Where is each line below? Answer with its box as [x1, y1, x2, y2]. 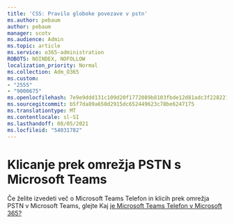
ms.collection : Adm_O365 [7, 68, 79, 75]
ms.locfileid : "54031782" [7, 127, 82, 134]
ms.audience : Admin [7, 36, 64, 43]
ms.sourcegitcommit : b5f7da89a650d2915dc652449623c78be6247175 [7, 101, 195, 108]
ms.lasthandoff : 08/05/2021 [7, 120, 89, 127]
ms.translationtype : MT [7, 107, 77, 114]
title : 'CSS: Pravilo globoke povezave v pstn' [7, 10, 148, 17]
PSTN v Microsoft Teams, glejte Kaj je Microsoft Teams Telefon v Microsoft [7, 202, 223, 210]
